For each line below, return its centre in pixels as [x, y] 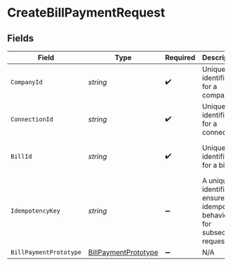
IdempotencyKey [36, 211]
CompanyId [27, 82]
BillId [21, 156]
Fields [21, 38]
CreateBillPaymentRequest [86, 13]
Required [180, 58]
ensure [213, 198]
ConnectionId [32, 119]
